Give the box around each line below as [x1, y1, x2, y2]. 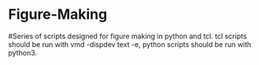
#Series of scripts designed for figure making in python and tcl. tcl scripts [8, 31, 247, 41]
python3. [8, 48, 38, 57]
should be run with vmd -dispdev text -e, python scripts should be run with [8, 39, 252, 49]
